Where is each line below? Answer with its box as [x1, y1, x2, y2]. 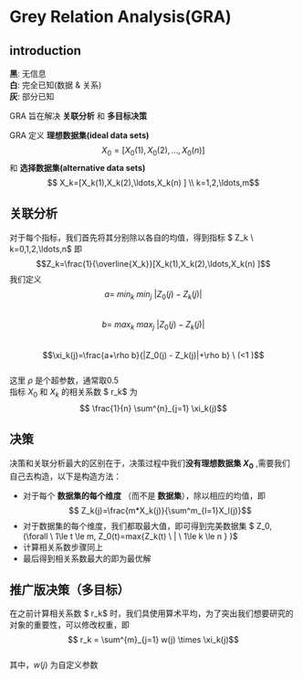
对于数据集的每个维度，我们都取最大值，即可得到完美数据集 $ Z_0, [22, 520, 272, 531]
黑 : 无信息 [9, 69, 47, 79]
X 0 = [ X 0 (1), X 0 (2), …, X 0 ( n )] [101, 144, 205, 157]
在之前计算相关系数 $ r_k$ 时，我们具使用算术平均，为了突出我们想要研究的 [9, 608, 294, 619]
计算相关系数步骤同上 [22, 541, 103, 552]
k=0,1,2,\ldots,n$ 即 [9, 243, 83, 254]
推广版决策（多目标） [9, 582, 130, 598]
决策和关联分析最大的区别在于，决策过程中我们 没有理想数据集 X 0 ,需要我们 [9, 457, 290, 471]
